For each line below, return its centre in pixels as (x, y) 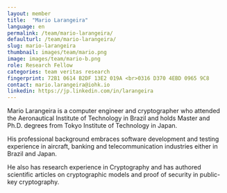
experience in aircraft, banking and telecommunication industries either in (112, 146)
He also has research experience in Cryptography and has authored (104, 167)
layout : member (29, 14)
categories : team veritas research (59, 72)
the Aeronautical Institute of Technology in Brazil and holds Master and (109, 118)
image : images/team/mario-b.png (54, 59)
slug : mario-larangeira (42, 46)
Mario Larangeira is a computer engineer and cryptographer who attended (114, 111)
